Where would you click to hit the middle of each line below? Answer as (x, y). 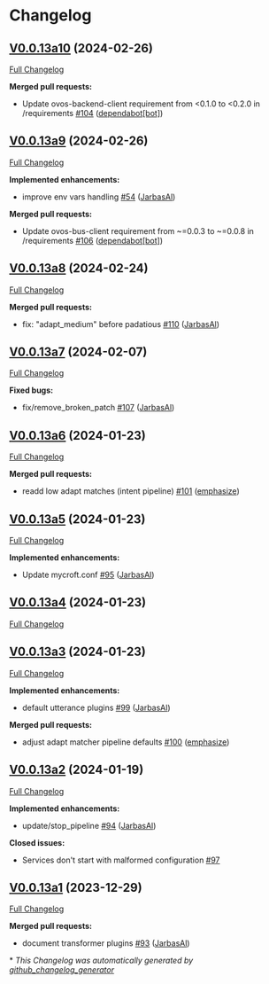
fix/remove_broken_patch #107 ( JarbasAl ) (98, 408)
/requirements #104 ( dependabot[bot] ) (92, 113)
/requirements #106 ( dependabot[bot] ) (92, 240)
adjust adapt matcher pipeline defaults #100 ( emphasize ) (126, 742)
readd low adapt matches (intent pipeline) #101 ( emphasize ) (131, 491)
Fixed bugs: (31, 390)
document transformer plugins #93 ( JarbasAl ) (106, 943)
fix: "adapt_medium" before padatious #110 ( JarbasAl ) (120, 324)
